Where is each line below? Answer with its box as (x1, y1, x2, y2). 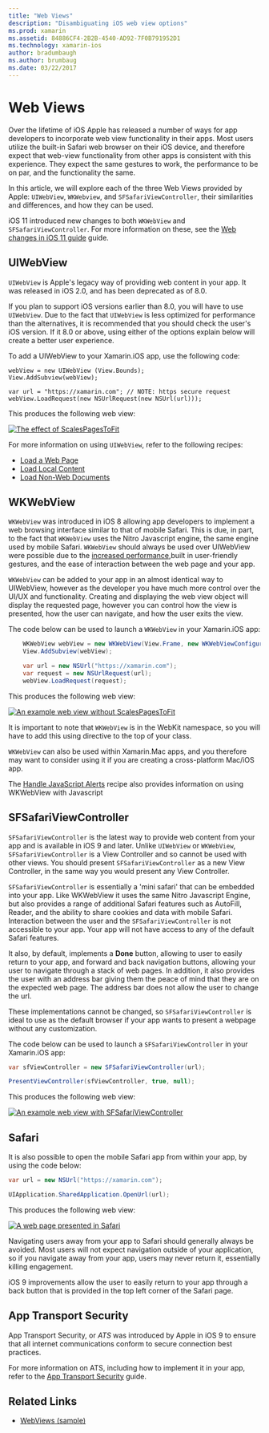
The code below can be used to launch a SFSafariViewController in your (8, 1039, 248, 1049)
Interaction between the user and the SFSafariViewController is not (8, 916, 231, 925)
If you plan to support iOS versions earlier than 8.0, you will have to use (8, 302, 244, 311)
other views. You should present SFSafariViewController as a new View (8, 857, 246, 867)
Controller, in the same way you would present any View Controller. (8, 866, 230, 876)
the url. (8, 991, 32, 1001)
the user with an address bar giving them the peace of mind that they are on (8, 974, 259, 983)
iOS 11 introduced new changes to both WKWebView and (8, 216, 186, 225)
